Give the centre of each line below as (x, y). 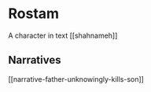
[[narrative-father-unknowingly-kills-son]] (76, 79)
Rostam (34, 14)
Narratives (35, 60)
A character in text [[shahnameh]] (63, 35)
